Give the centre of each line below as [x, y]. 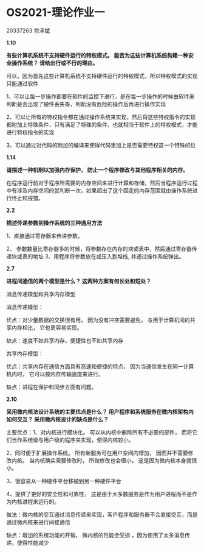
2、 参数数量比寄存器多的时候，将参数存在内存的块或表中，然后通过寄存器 [99, 249]
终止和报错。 [27, 198]
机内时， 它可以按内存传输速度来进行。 [55, 374]
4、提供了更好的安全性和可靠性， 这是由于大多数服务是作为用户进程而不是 [99, 494]
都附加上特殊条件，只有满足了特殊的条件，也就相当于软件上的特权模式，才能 [102, 124]
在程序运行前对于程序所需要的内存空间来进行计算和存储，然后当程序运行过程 [102, 183]
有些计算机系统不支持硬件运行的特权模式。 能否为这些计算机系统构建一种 [97, 55]
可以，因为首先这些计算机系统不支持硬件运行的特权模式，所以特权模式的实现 [102, 76]
